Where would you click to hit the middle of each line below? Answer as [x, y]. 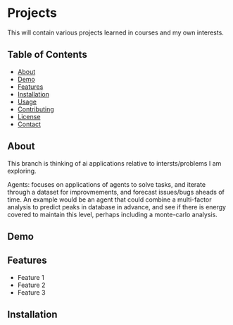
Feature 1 [31, 277]
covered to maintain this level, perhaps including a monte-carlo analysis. [113, 214]
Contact [29, 124]
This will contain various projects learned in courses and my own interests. [115, 32]
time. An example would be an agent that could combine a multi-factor [109, 200]
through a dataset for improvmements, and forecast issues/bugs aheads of [116, 192]
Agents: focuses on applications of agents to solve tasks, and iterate [107, 184]
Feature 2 [31, 285]
